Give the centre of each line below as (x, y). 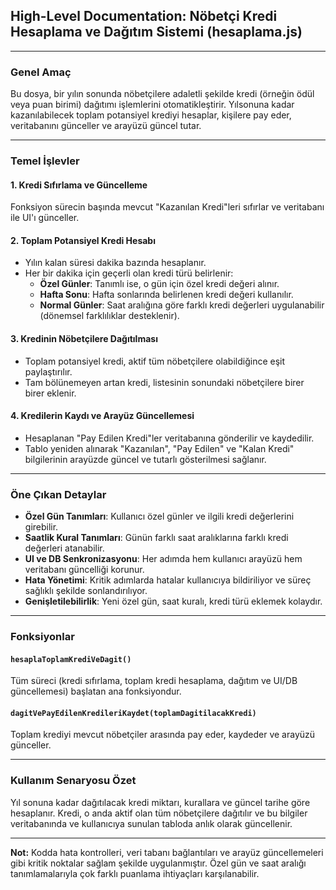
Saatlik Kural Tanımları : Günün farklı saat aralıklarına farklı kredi (156, 538)
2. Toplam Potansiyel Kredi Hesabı (83, 240)
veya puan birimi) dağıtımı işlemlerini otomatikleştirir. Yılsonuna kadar (152, 105)
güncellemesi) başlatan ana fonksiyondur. (96, 691)
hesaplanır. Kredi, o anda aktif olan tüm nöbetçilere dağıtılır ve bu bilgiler (159, 813)
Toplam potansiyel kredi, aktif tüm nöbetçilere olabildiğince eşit (155, 361)
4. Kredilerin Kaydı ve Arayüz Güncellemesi (102, 416)
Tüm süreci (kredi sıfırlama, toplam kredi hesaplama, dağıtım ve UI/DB (154, 681)
